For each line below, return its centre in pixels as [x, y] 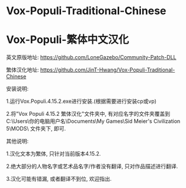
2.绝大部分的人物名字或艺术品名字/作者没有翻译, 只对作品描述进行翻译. [92, 166]
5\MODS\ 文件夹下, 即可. [36, 129]
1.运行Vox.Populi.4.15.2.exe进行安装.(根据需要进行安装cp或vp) [81, 101]
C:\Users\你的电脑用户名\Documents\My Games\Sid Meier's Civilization [93, 121]
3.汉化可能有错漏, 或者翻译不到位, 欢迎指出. [59, 179]
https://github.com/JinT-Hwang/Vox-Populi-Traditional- [108, 70]
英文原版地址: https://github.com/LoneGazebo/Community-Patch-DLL [91, 57]
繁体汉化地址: [23, 70]
